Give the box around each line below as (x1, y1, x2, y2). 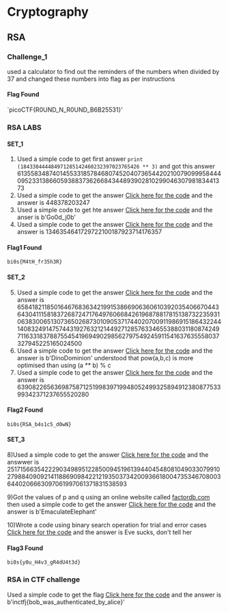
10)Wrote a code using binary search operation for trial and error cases (7, 521, 207, 529)
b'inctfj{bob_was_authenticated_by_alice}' (7, 597, 125, 606)
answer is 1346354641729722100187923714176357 (16, 227, 162, 236)
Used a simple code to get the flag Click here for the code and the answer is (7, 590, 222, 599)
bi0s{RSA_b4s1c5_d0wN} (7, 421, 72, 428)
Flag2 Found (7, 405, 43, 414)
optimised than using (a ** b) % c (16, 361, 111, 369)
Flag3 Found (7, 544, 43, 552)
